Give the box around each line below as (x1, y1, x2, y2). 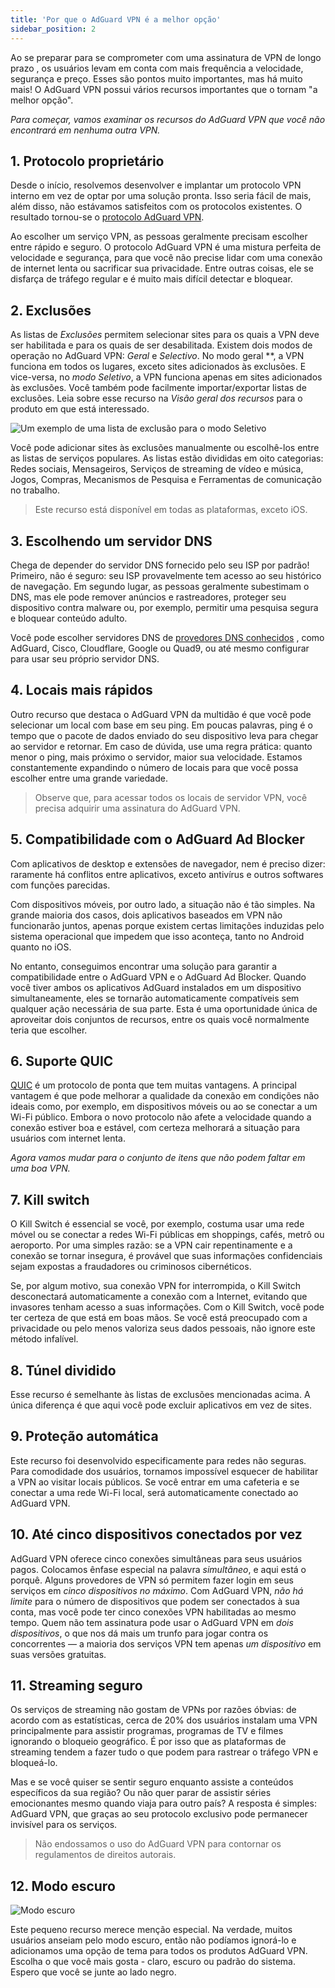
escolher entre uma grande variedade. (10, 772, 168, 784)
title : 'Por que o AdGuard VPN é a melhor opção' (10, 14, 222, 25)
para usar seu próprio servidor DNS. (10, 652, 160, 665)
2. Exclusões (10, 302, 92, 319)
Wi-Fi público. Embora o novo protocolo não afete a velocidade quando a (10, 1111, 312, 1123)
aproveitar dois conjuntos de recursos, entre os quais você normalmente (10, 1013, 310, 1025)
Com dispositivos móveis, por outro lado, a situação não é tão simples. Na (10, 898, 316, 910)
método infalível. (10, 1333, 79, 1345)
